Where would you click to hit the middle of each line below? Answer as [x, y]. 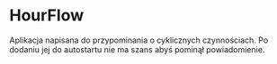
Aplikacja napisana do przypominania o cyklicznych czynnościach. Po [139, 40]
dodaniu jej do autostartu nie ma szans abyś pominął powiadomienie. [137, 49]
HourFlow [46, 16]
